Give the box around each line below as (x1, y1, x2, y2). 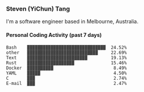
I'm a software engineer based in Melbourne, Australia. (6, 18, 139, 25)
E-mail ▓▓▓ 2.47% (6, 80, 127, 86)
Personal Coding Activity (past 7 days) (6, 31, 102, 38)
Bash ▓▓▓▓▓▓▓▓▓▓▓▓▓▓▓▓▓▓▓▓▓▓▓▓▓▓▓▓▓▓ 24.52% (6, 45, 127, 50)
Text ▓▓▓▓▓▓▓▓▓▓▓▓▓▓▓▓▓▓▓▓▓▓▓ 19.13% (6, 54, 127, 60)
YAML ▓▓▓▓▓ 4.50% (6, 70, 127, 76)
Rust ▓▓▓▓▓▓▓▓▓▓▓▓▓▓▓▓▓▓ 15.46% (6, 60, 127, 66)
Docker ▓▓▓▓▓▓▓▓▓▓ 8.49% (6, 65, 127, 71)
